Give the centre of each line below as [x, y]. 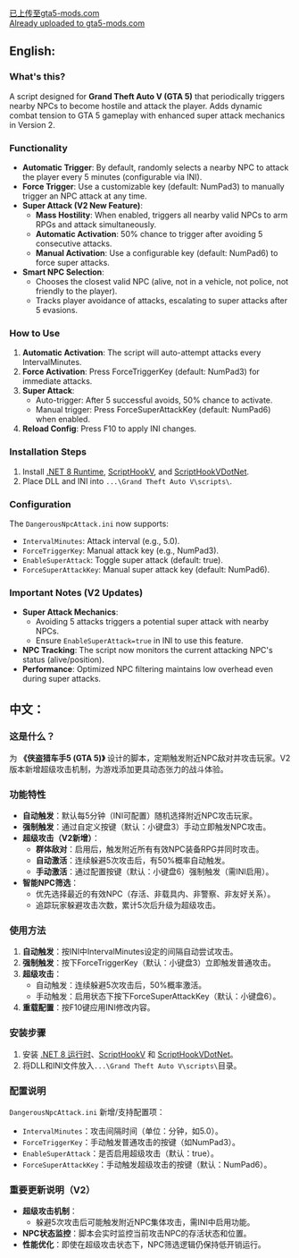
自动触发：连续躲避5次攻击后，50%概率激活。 [121, 985]
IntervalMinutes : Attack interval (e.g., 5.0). [101, 540]
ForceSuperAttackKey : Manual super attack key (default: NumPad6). [146, 569]
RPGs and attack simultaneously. [96, 224]
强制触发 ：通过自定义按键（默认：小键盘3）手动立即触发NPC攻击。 [146, 827]
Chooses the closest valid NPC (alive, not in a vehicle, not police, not [162, 281]
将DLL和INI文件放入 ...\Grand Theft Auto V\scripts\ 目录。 [132, 1065]
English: [33, 51]
